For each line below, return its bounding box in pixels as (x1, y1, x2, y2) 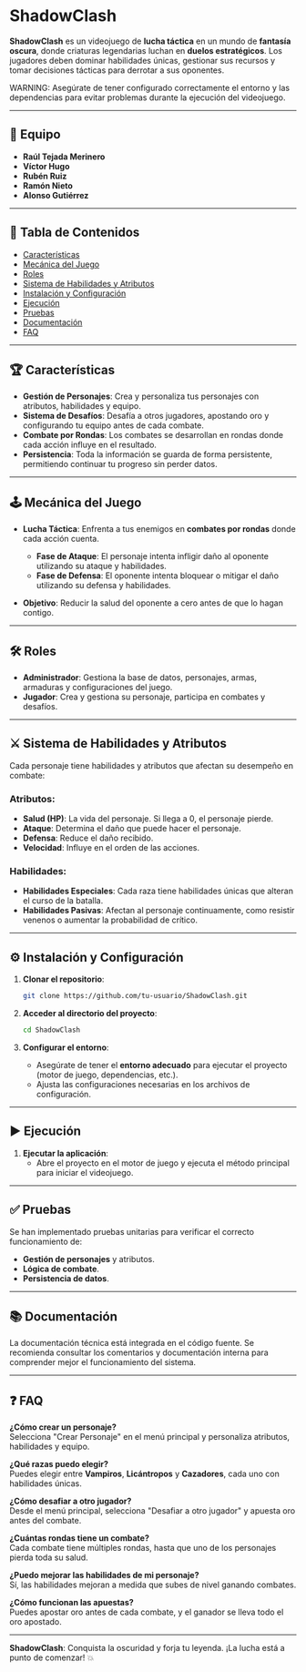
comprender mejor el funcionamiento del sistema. (9, 1357, 197, 1368)
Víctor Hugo (22, 160, 70, 171)
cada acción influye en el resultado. (22, 439, 158, 451)
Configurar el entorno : (22, 1042, 109, 1053)
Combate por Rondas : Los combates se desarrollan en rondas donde (22, 430, 284, 441)
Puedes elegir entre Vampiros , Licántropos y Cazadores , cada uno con (9, 1468, 280, 1480)
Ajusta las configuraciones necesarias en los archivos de (36, 1078, 250, 1089)
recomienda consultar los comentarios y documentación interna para (9, 1347, 269, 1358)
